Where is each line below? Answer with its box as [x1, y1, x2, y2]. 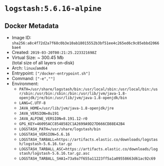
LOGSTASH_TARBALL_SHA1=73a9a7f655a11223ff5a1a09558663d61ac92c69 [19, 156, 156, 161]
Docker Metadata [4, 22, 59, 30]
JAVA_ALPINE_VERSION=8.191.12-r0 [19, 116, 88, 121]
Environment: [11, 81, 39, 86]
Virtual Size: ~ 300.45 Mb [11, 55, 64, 60]
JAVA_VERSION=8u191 [19, 111, 59, 116]
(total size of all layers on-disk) [11, 60, 75, 65]
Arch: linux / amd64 [11, 65, 48, 71]
